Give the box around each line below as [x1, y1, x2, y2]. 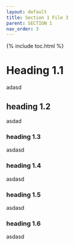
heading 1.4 [6, 161, 42, 170]
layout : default [6, 8, 47, 15]
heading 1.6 [6, 219, 41, 227]
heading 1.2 [6, 101, 51, 112]
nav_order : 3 [6, 25, 39, 32]
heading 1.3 [6, 132, 41, 141]
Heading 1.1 [6, 64, 64, 78]
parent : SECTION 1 [6, 20, 52, 26]
